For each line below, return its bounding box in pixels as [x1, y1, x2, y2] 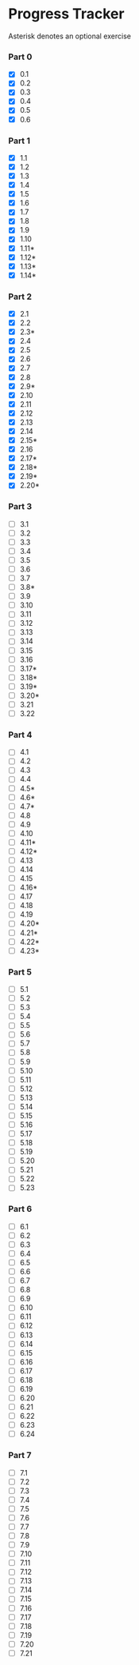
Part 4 [8, 729, 33, 740]
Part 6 [8, 1204, 33, 1215]
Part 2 [8, 291, 33, 302]
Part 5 [8, 966, 32, 978]
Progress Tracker [8, 5, 125, 23]
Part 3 [8, 501, 33, 512]
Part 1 [8, 135, 30, 146]
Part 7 [8, 1450, 32, 1461]
